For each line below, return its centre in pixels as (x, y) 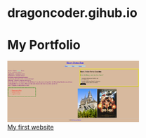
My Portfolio (44, 45)
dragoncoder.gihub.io (73, 13)
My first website (31, 127)
